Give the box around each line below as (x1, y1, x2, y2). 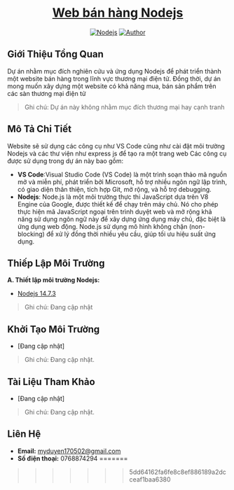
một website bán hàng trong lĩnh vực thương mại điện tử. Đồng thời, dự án (7, 74, 221, 83)
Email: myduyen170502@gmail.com (17, 447, 121, 455)
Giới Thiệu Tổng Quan (7, 48, 104, 60)
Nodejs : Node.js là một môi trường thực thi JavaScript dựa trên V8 (17, 192, 209, 201)
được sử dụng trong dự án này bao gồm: (7, 156, 124, 165)
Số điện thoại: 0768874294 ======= (17, 454, 128, 463)
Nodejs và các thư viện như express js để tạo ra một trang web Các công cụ (7, 149, 227, 157)
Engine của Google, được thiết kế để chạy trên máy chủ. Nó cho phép (17, 199, 219, 208)
